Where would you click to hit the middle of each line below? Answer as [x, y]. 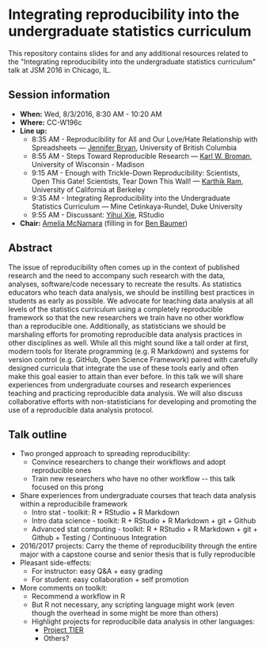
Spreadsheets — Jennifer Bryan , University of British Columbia [134, 147]
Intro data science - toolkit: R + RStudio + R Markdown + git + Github [144, 521]
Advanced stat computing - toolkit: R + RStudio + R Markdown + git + [144, 529]
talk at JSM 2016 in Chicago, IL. [60, 70]
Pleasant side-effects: [55, 563]
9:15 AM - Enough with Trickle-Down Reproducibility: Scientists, [135, 172]
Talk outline [38, 434]
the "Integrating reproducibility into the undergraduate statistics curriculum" [132, 62]
